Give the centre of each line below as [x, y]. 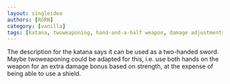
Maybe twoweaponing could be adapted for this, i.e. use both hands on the [113, 59]
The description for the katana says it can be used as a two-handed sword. [113, 52]
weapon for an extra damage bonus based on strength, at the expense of [110, 66]
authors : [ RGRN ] [30, 20]
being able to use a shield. [44, 74]
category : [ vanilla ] [37, 26]
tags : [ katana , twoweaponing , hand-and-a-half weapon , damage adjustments [116, 32]
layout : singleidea [35, 13]
